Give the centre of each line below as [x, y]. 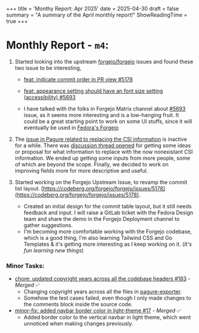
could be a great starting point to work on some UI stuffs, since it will [108, 121]
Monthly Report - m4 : [57, 45]
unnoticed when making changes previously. [78, 324]
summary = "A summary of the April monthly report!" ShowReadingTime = [97, 15]
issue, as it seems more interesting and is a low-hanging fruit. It [101, 115]
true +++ [17, 21]
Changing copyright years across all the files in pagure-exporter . [103, 292]
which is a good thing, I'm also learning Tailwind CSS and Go [98, 237]
